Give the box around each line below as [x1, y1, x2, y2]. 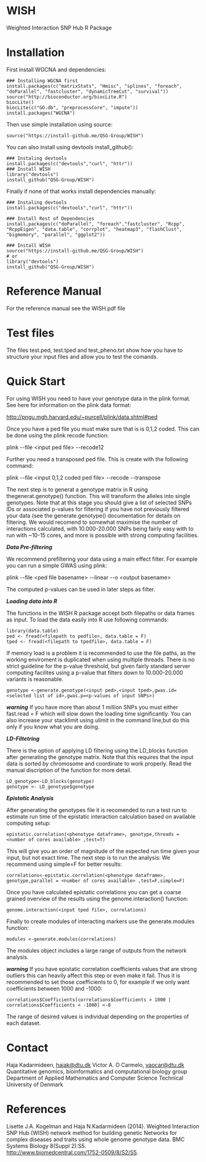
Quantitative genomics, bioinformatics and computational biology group [6, 1067, 188, 1075]
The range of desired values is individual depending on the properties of [6, 1013, 189, 1020]
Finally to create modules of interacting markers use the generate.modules [6, 918, 195, 925]
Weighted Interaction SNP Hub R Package [6, 24, 112, 31]
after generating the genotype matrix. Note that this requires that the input [6, 753, 194, 760]
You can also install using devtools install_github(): [6, 143, 134, 150]
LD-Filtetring [6, 735, 40, 742]
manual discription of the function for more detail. [6, 766, 132, 774]
